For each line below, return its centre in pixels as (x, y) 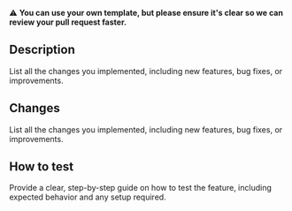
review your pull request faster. (68, 22)
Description (42, 50)
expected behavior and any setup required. (88, 197)
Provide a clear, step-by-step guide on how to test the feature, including (141, 188)
